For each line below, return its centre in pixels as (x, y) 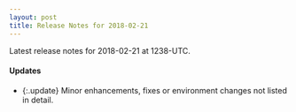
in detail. (38, 100)
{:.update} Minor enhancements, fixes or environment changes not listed (155, 90)
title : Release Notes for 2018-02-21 (79, 26)
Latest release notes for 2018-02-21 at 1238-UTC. (100, 50)
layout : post (33, 17)
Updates (25, 71)
